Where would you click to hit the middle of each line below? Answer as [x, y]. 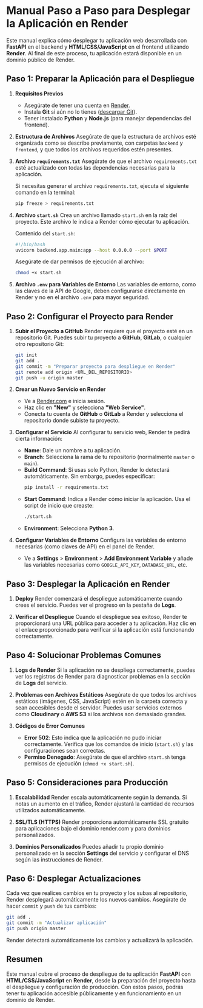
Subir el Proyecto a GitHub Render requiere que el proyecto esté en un [104, 331]
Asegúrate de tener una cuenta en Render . [77, 105]
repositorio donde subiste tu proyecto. [72, 421]
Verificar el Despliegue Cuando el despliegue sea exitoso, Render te [101, 617]
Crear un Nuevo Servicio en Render [60, 389]
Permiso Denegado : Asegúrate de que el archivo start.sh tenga [105, 757]
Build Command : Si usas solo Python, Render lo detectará [97, 470]
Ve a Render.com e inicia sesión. [65, 401]
